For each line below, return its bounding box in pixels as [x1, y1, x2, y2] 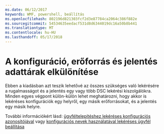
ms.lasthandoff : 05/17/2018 [5, 35, 63, 40]
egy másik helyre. [5, 103, 41, 109]
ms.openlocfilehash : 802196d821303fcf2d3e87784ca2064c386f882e [5, 16, 137, 21]
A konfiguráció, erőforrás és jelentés [5, 56, 158, 67]
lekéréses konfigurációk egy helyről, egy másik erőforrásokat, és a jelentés [5, 98, 157, 104]
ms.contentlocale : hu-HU [5, 30, 56, 35]
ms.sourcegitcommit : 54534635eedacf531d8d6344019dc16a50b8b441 [5, 21, 137, 26]
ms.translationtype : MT [5, 26, 54, 31]
